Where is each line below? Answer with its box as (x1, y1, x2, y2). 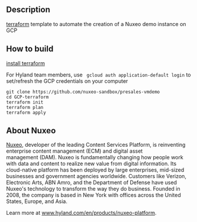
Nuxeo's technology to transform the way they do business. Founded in (6, 185, 180, 192)
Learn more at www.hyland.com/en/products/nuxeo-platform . (6, 210, 157, 217)
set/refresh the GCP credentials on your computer (6, 77, 128, 85)
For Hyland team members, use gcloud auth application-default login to (6, 71, 191, 78)
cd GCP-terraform (6, 94, 49, 100)
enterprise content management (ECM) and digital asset (6, 147, 143, 155)
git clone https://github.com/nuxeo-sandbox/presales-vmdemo (6, 89, 160, 95)
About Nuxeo (6, 126, 56, 136)
